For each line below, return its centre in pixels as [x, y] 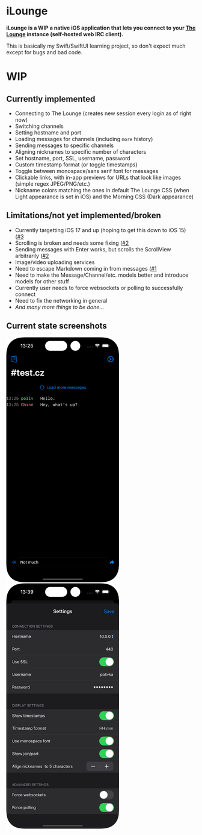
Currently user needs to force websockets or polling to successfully [99, 288]
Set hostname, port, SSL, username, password [72, 158]
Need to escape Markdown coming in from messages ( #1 [86, 268]
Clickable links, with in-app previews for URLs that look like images [98, 177]
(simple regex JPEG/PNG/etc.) [52, 184]
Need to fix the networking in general [61, 300]
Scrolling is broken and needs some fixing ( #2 [72, 243]
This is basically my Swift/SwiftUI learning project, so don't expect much [96, 46]
